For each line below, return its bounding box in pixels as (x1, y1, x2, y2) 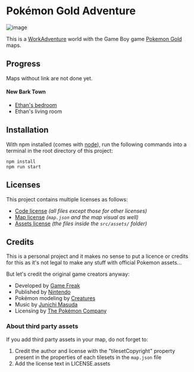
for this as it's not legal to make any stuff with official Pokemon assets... (6, 259, 182, 266)
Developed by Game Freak (14, 282, 80, 289)
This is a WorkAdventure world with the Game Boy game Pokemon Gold (6, 35, 183, 42)
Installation (6, 125, 49, 135)
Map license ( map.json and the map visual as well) (14, 213, 139, 220)
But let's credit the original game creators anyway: (6, 270, 130, 278)
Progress (6, 59, 40, 69)
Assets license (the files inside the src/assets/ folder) (14, 220, 148, 227)
